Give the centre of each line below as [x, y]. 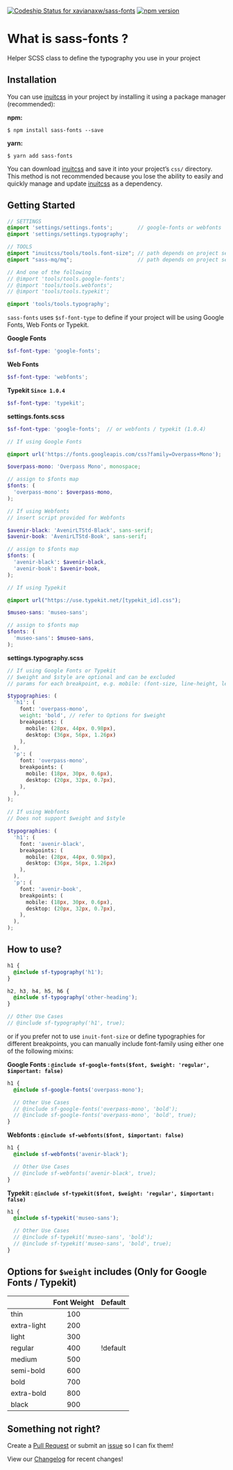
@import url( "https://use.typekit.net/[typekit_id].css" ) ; [94, 600]
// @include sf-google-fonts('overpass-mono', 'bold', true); [105, 1116]
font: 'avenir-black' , [52, 844]
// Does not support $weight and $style [67, 819]
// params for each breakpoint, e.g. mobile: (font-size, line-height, [113, 684]
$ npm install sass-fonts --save [55, 130]
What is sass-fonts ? [68, 39]
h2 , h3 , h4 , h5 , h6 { [38, 991]
